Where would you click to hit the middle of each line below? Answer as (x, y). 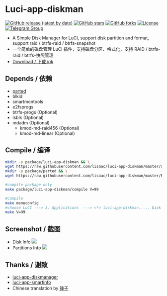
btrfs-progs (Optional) (35, 112)
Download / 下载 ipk (33, 61)
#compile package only (29, 185)
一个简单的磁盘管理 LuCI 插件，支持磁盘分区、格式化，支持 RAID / (80, 49)
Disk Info (21, 242)
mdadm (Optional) (31, 122)
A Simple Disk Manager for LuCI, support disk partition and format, (81, 38)
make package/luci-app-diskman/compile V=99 (52, 189)
